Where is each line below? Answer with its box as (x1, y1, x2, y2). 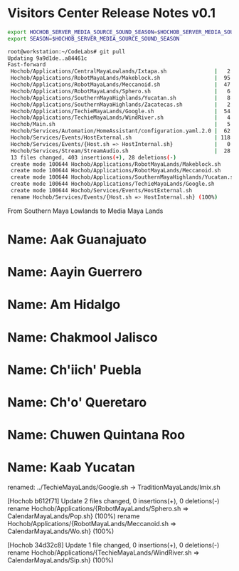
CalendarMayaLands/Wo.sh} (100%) (7, 527, 115, 535)
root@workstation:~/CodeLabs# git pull (7, 48, 126, 55)
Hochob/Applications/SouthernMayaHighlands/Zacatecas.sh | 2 (10, 101, 231, 108)
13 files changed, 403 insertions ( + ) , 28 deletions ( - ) (10, 154, 176, 161)
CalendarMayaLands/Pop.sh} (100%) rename (7, 512, 140, 520)
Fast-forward (7, 61, 46, 68)
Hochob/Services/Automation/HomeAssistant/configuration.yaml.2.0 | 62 (10, 127, 231, 135)
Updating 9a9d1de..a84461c (7, 55, 87, 62)
